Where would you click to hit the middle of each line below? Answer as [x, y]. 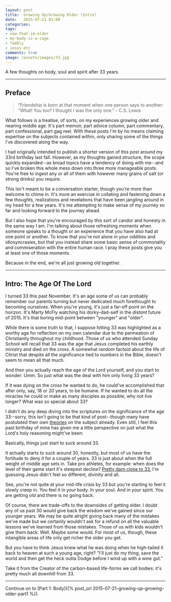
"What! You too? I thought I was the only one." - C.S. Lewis [79, 111]
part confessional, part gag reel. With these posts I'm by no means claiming [84, 131]
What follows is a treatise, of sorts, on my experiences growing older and [82, 120]
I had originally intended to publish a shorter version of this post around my [84, 152]
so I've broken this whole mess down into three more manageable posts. [81, 168]
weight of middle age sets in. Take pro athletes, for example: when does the [85, 464]
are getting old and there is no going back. [50, 495]
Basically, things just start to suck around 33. [52, 443]
